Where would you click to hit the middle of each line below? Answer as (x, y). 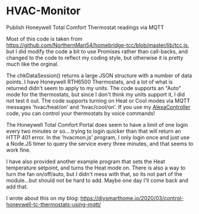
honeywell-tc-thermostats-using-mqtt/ (53, 204)
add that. (17, 186)
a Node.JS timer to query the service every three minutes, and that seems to (100, 143)
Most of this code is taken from (44, 39)
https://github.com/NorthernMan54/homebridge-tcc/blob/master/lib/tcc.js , (98, 45)
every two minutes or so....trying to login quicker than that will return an (94, 131)
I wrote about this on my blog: (42, 198)
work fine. (18, 150)
